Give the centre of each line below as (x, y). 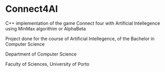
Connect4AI (32, 9)
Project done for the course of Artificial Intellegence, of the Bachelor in (80, 39)
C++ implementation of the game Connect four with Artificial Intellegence (83, 23)
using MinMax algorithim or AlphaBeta (46, 28)
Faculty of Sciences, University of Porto (47, 64)
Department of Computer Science (41, 54)
